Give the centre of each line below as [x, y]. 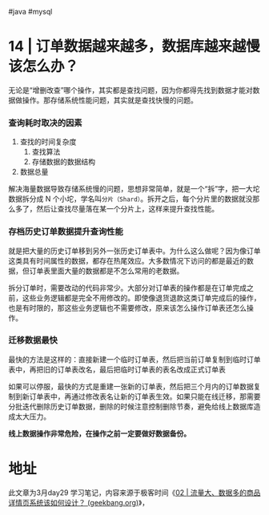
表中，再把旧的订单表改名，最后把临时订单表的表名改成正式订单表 [117, 369]
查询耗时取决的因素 [45, 123]
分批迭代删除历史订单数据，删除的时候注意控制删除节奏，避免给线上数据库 [131, 406]
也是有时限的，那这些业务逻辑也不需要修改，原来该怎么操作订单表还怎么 [127, 308]
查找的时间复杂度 [48, 142]
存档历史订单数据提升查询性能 [66, 231]
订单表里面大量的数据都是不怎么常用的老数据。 [106, 271]
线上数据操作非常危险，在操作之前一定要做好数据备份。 [99, 433]
